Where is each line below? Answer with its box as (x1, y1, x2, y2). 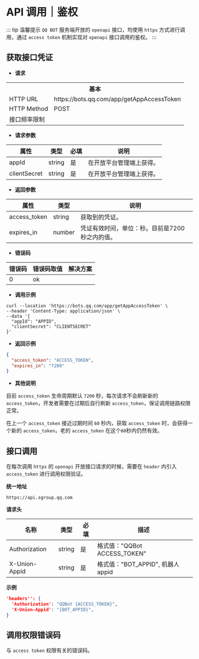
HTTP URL (9, 95, 38, 103)
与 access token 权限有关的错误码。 (6, 647, 93, 654)
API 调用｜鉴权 (6, 5, 78, 19)
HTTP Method (9, 104, 49, 112)
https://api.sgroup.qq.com (6, 495, 73, 501)
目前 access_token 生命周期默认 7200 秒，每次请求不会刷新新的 (6, 392, 159, 400)
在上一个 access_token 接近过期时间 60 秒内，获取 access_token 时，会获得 (6, 420, 188, 427)
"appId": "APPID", (11, 318, 57, 324)
